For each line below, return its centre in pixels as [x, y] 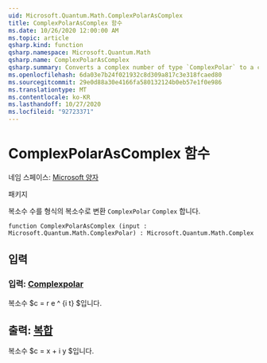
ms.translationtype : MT [48, 90]
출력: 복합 [31, 331]
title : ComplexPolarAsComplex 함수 [66, 23]
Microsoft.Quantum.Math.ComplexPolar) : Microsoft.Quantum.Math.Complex [131, 233]
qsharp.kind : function [46, 45]
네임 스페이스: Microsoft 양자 [54, 177]
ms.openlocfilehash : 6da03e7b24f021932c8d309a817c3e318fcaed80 [115, 75]
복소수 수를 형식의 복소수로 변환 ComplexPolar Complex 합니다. [104, 211]
